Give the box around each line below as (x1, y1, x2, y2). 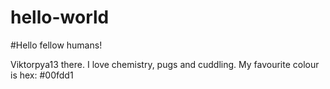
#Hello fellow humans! (10, 39, 103, 51)
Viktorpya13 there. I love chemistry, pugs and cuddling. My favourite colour (10, 58, 320, 70)
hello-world (10, 6, 110, 29)
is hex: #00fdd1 (10, 69, 74, 81)
